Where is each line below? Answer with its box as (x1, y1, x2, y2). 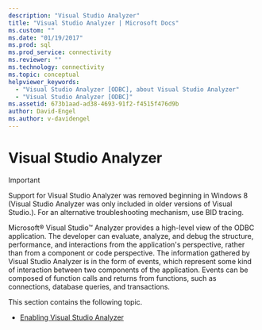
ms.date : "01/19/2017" (8, 33, 83, 42)
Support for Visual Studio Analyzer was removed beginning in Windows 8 (8, 190, 249, 200)
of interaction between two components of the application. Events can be (8, 265, 249, 274)
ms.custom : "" (8, 26, 56, 34)
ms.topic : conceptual (8, 71, 80, 79)
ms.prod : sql (8, 41, 52, 49)
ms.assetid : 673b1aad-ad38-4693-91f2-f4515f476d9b (8, 100, 179, 108)
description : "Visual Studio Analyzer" (8, 11, 141, 20)
